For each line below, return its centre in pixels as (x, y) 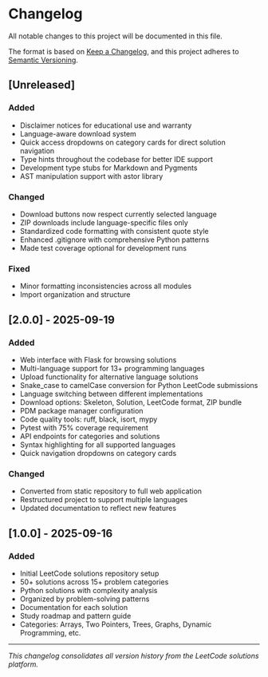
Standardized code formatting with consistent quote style (114, 231)
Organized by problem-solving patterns (85, 599)
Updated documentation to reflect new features (98, 509)
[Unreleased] (42, 85)
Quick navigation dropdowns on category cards (98, 453)
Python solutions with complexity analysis (89, 590)
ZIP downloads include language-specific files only (104, 222)
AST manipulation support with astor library (91, 176)
